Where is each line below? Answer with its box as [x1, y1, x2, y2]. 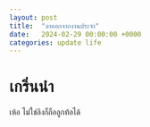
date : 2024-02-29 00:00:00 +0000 [9, 30, 142, 38]
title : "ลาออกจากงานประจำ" [9, 21, 100, 30]
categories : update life [9, 38, 102, 47]
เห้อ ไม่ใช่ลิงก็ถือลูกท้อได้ [9, 106, 81, 117]
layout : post [9, 13, 58, 22]
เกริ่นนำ [9, 77, 54, 97]
